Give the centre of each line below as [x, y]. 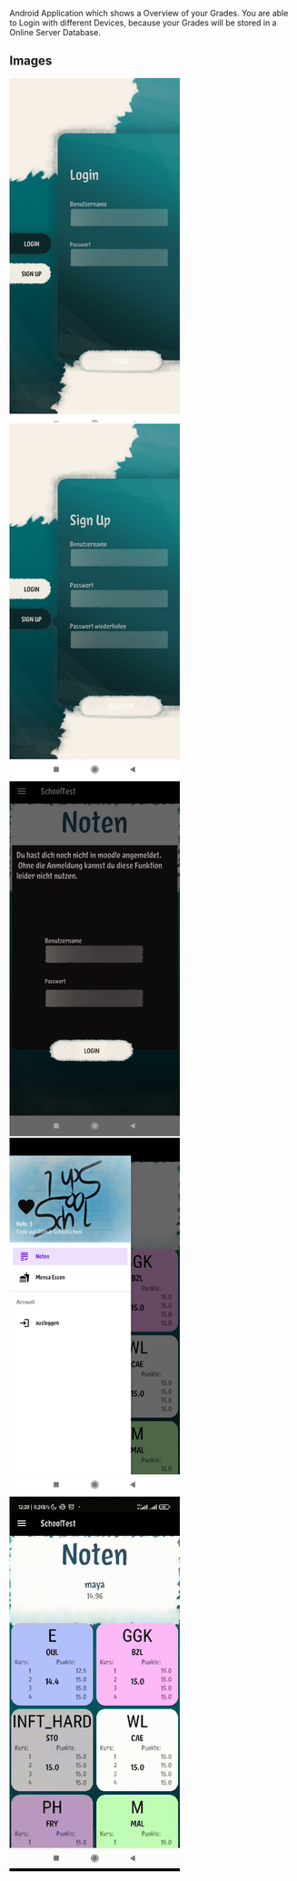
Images [31, 61]
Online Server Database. [55, 32]
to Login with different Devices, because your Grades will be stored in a [143, 23]
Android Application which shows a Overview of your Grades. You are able [149, 13]
